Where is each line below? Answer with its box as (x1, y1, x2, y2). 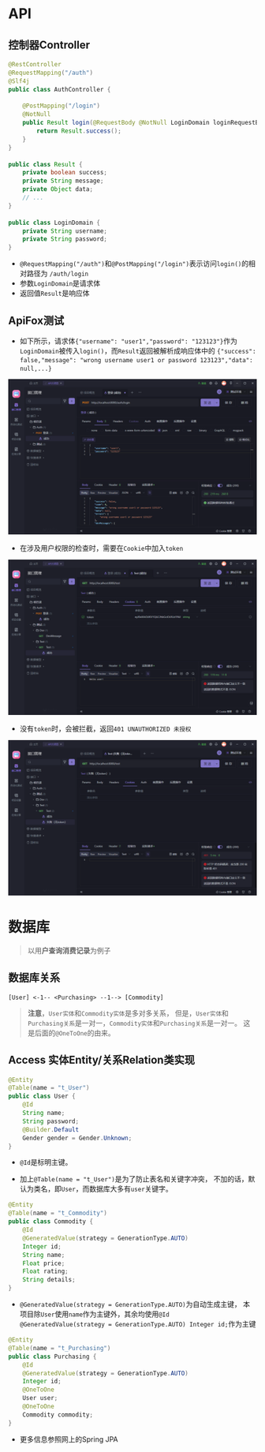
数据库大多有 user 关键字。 (89, 1184, 174, 1194)
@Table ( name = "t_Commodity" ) (8, 1209, 108, 1218)
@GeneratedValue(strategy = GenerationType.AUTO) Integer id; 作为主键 (19, 1319, 256, 1328)
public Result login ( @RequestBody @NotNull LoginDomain (22, 119, 211, 127)
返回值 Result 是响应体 (19, 289, 90, 298)
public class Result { (8, 160, 83, 168)
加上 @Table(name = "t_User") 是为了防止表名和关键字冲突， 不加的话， (19, 1174, 248, 1184)
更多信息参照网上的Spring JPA (19, 1434, 118, 1444)
